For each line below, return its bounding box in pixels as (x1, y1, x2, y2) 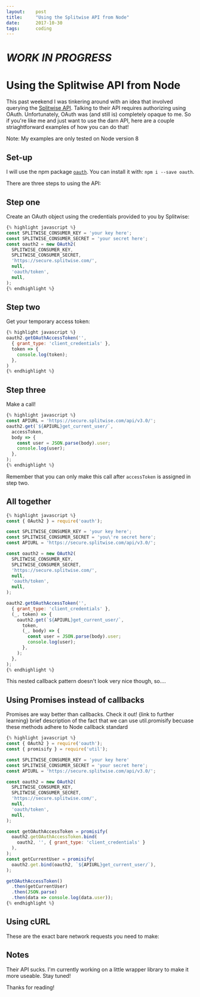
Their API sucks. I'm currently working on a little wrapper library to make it (6, 965, 189, 973)
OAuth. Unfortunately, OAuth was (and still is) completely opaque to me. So (6, 111, 191, 118)
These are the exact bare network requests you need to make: (6, 933, 159, 940)
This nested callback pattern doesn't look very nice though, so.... (6, 678, 166, 685)
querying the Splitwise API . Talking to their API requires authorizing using (6, 104, 186, 112)
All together (6, 497, 52, 507)
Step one (6, 197, 41, 207)
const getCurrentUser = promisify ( (6, 856, 95, 862)
